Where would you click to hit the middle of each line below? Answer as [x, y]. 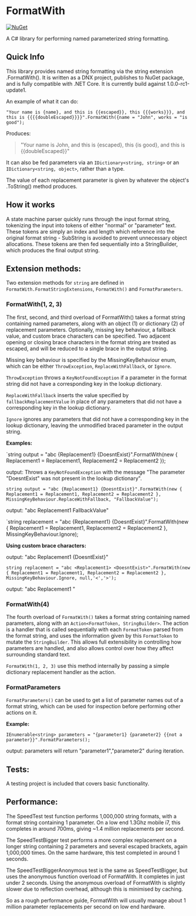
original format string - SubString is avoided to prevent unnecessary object [97, 238]
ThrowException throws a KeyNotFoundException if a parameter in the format [97, 377]
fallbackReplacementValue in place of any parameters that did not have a [94, 401]
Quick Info [26, 57]
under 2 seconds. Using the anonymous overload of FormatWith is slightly [96, 882]
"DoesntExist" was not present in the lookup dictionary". [74, 478]
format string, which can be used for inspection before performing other [93, 707]
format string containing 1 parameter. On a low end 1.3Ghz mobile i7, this [93, 822]
